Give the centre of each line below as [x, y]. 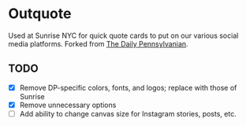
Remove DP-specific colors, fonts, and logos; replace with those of [128, 87]
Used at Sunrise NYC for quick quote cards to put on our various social [123, 35]
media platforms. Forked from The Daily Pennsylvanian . [98, 43]
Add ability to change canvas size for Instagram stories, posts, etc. [128, 113]
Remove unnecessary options [68, 105]
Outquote [40, 14]
